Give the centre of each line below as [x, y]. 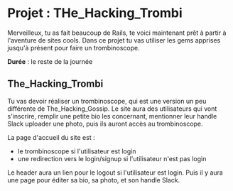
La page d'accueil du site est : [51, 137]
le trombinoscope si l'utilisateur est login [77, 151]
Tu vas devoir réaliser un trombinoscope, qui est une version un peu [107, 101]
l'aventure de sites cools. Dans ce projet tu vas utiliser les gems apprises [114, 40]
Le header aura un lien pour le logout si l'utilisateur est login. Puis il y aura [115, 173]
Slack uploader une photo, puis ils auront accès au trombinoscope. [105, 124]
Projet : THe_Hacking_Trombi [95, 13]
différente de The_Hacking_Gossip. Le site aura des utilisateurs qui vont [112, 109]
